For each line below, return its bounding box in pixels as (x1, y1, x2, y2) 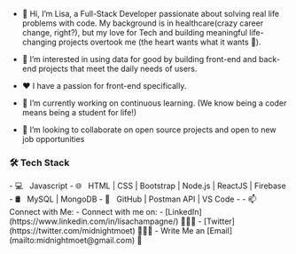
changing (21, 36, 58, 47)
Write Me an (160, 226, 206, 236)
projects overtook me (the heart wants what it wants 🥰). (58, 36, 261, 47)
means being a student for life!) (21, 107, 137, 117)
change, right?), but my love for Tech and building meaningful (21, 28, 248, 37)
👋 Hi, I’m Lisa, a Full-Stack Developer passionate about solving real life (21, 9, 280, 19)
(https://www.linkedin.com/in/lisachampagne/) (9, 216, 179, 226)
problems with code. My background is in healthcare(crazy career (21, 18, 264, 28)
